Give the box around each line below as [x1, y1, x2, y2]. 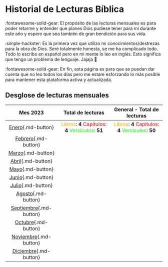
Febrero [15, 135, 34, 142]
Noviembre [11, 233, 37, 240]
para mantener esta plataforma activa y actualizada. [5, 76, 112, 82]
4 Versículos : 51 [64, 126, 103, 133]
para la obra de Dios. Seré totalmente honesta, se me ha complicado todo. [5, 45, 158, 51]
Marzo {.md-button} [8, 149, 55, 156]
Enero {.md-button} [9, 123, 54, 130]
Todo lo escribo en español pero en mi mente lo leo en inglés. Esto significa [5, 51, 161, 57]
